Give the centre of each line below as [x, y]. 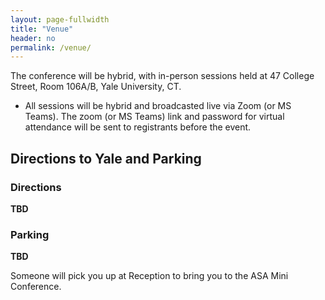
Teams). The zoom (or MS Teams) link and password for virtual [154, 117]
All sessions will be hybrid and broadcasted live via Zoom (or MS [158, 106]
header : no [33, 38]
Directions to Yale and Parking [106, 158]
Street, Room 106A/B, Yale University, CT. [96, 87]
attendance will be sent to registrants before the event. [138, 127]
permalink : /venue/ [51, 47]
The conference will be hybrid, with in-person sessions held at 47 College [162, 76]
